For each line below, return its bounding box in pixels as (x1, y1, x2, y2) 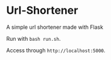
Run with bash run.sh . (6, 35, 61, 42)
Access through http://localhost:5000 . (6, 46, 106, 54)
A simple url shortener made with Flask (6, 23, 104, 31)
